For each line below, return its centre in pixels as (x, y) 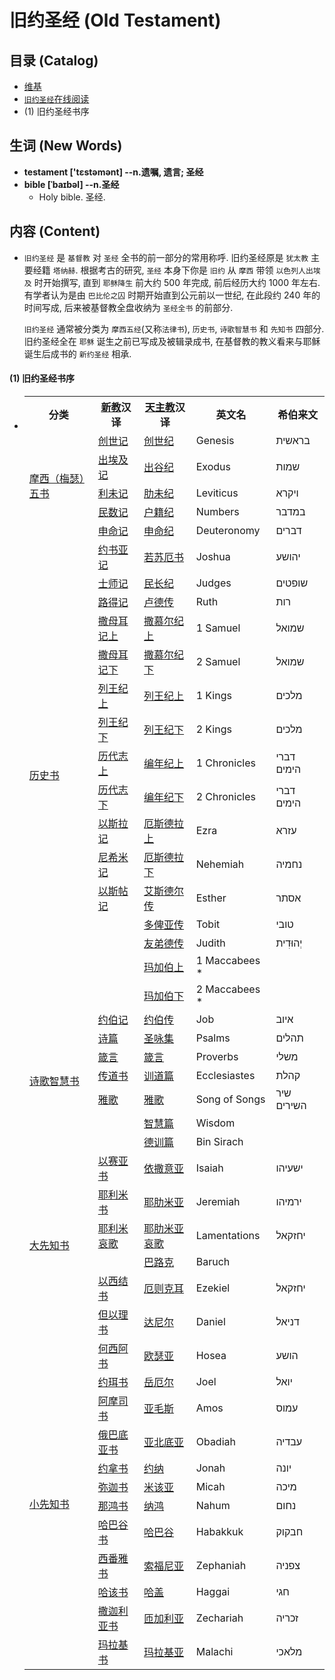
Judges (213, 583)
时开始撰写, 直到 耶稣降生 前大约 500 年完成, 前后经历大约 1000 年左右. (177, 282)
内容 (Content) (55, 231)
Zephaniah (221, 1565)
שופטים (292, 583)
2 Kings (213, 729)
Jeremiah (218, 1201)
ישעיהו (289, 1168)
